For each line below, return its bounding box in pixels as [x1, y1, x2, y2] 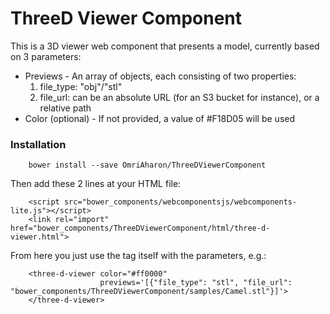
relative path [39, 102, 92, 114]
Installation [10, 137, 67, 151]
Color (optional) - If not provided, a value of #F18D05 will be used [24, 112, 296, 124]
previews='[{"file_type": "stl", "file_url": [99, 278, 293, 288]
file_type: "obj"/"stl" [39, 80, 123, 92]
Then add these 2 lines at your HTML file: [10, 178, 182, 190]
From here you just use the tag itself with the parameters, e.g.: [10, 250, 267, 262]
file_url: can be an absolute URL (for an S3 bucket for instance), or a [39, 91, 320, 103]
